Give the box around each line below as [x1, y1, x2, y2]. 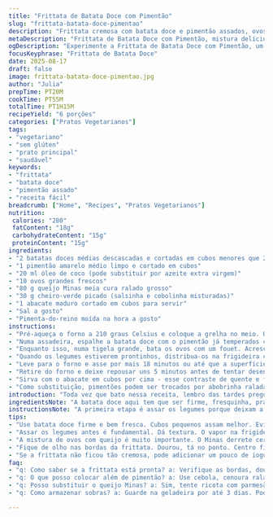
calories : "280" [11, 217, 67, 225]
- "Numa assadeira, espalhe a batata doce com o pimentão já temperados [8, 337, 260, 346]
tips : [8, 413, 27, 422]
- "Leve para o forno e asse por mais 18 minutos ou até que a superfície [8, 360, 267, 369]
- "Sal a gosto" [8, 307, 63, 315]
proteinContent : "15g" [11, 239, 89, 248]
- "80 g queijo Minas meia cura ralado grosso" [8, 284, 173, 293]
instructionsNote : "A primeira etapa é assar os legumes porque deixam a [8, 405, 264, 414]
